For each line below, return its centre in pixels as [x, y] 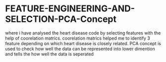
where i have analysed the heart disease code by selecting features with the [83, 33]
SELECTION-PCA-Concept [61, 19]
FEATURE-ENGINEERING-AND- [70, 9]
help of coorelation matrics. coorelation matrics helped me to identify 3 [78, 38]
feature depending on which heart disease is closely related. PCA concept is [83, 43]
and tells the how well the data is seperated [50, 54]
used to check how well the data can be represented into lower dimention [80, 49]
